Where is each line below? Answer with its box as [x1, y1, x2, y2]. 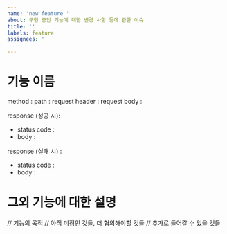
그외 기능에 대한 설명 [7, 195, 116, 210]
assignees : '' [7, 36, 48, 43]
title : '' [7, 23, 36, 30]
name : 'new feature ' [7, 10, 70, 17]
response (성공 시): [7, 111, 61, 120]
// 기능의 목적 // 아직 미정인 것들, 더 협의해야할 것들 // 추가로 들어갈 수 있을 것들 [7, 219, 221, 227]
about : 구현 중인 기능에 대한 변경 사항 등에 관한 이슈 [7, 17, 144, 24]
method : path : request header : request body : [7, 98, 143, 106]
